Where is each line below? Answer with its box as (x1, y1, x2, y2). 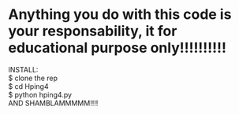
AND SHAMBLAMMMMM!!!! (8, 98, 99, 108)
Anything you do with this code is (8, 6, 232, 24)
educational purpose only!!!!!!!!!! (8, 39, 227, 57)
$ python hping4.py (8, 90, 73, 99)
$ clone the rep (8, 73, 58, 83)
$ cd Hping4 (8, 81, 49, 91)
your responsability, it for (8, 22, 177, 40)
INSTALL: (8, 64, 39, 74)
